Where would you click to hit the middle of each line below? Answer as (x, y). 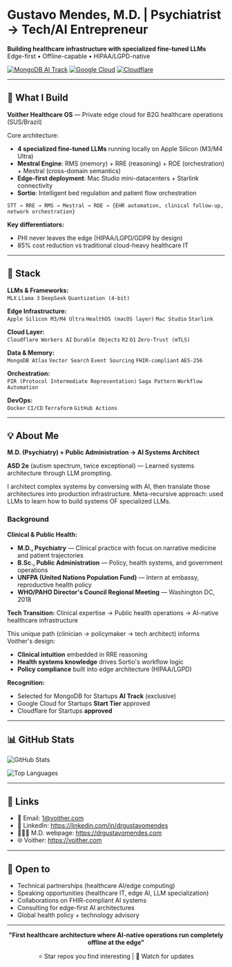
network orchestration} (41, 211)
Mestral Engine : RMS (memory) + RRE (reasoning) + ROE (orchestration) (121, 163)
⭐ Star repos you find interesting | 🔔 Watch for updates (116, 957)
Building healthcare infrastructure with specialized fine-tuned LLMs (107, 48)
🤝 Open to (29, 869)
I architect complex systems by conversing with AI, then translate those (109, 487)
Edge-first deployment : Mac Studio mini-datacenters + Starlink (108, 178)
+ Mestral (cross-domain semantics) (69, 170)
